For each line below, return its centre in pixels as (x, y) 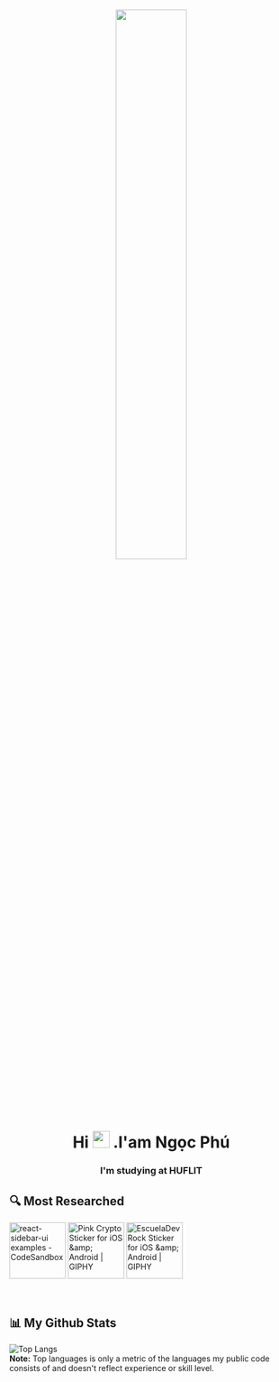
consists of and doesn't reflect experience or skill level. (112, 1368)
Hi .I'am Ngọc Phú (151, 1142)
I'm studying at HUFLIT (151, 1171)
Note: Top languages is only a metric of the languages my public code (139, 1359)
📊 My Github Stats (63, 1323)
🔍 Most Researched (67, 1201)
